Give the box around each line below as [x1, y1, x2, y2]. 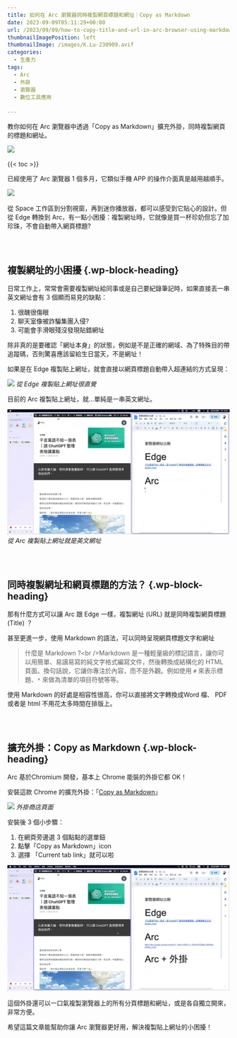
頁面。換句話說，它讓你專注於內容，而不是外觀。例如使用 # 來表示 [24, 666, 217, 675]
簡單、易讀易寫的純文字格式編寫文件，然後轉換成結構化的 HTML [37, 658, 224, 666]
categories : [7, 49, 42, 56]
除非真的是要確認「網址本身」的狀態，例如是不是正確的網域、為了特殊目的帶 [7, 341, 230, 349]
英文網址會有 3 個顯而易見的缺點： [7, 292, 108, 301]
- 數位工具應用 [13, 93, 52, 101]
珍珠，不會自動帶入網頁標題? [7, 222, 92, 230]
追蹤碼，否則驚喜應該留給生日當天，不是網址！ [7, 349, 143, 358]
